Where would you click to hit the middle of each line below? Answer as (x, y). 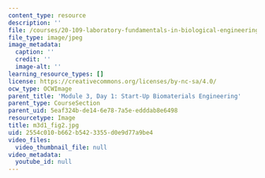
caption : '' (35, 52)
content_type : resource (47, 15)
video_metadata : (35, 154)
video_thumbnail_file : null (62, 147)
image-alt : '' (38, 67)
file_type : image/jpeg (45, 37)
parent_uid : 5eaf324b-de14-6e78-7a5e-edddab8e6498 (93, 111)
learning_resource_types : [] (56, 74)
